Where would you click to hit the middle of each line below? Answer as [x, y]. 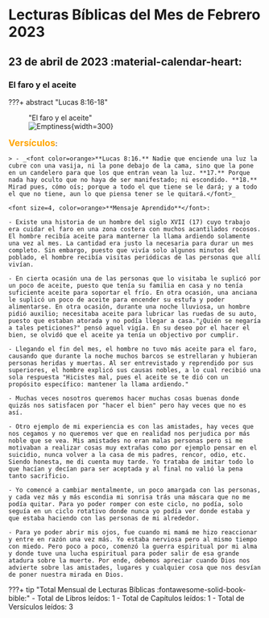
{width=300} [93, 126]
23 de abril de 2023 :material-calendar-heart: [125, 62]
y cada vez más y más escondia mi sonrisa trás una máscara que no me [129, 497]
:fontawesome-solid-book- [201, 589]
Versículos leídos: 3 [41, 607]
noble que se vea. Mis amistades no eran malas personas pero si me [126, 441]
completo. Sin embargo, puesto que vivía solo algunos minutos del [124, 250]
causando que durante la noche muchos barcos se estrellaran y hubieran [133, 356]
